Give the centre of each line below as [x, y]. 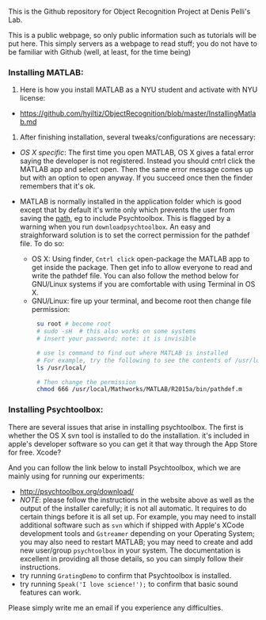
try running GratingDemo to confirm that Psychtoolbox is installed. [125, 575]
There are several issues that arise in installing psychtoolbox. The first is [126, 427]
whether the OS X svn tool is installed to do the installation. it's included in [129, 436]
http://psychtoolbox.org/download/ [77, 491]
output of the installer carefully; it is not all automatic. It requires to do [133, 508]
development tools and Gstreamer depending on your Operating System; [137, 533]
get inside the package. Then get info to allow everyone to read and [142, 268]
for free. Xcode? [35, 452]
